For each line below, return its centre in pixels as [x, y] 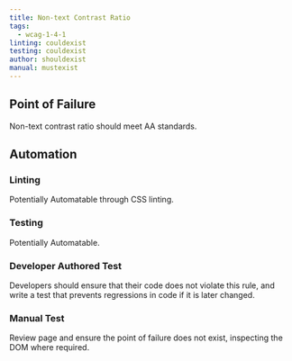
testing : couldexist [48, 51]
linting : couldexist [48, 43]
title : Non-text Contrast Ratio [70, 18]
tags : [19, 26]
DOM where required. [50, 347]
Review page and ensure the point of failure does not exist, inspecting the [146, 338]
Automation [43, 154]
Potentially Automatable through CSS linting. [91, 200]
